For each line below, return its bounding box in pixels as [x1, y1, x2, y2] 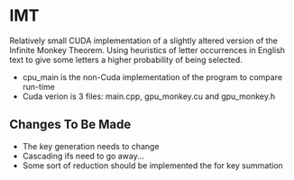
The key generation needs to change [22, 140, 160, 151]
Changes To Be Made [9, 117, 132, 132]
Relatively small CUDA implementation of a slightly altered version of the [9, 35, 278, 46]
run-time [22, 81, 56, 92]
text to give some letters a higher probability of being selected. [9, 54, 243, 65]
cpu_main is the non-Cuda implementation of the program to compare [22, 71, 282, 82]
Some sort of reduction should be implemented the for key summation [22, 159, 284, 171]
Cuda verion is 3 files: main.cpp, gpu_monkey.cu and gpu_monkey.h [22, 91, 276, 102]
